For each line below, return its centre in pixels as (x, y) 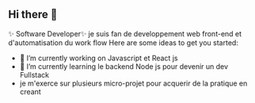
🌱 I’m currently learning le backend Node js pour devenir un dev (124, 66)
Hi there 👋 (33, 15)
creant (30, 91)
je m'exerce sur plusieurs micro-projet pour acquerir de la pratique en (133, 83)
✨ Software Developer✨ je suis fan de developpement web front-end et (125, 33)
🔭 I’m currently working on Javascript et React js (99, 58)
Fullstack (34, 74)
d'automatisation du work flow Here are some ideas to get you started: (124, 42)
